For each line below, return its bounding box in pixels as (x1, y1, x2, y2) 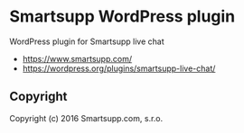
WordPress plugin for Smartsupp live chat (9, 36, 164, 47)
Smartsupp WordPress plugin (9, 6, 236, 27)
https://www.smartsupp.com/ (22, 53, 133, 64)
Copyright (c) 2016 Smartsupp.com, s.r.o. (9, 112, 164, 123)
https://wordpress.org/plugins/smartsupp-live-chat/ (22, 63, 216, 74)
